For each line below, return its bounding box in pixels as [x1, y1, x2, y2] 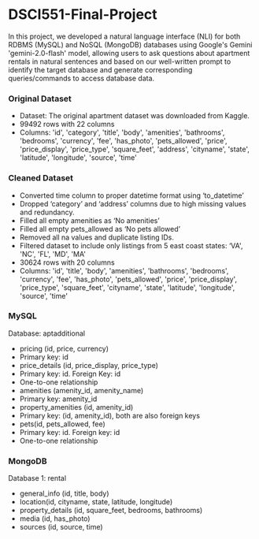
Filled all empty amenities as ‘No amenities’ [19, 215, 160, 225]
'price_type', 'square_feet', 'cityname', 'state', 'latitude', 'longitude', [19, 282, 235, 292]
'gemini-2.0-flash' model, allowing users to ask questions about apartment [8, 48, 250, 58]
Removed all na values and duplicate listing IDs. [19, 232, 175, 242]
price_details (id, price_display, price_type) [19, 360, 159, 370]
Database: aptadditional [8, 329, 85, 338]
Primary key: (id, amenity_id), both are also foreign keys [19, 411, 201, 420]
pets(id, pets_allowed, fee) [19, 419, 106, 429]
